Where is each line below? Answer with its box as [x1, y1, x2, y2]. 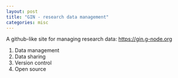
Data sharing [14, 53, 46, 60]
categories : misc [6, 19, 49, 25]
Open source [14, 66, 46, 73]
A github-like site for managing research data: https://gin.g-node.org [6, 36, 172, 43]
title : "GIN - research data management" [6, 14, 109, 20]
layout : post [6, 8, 38, 15]
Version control [14, 59, 52, 66]
